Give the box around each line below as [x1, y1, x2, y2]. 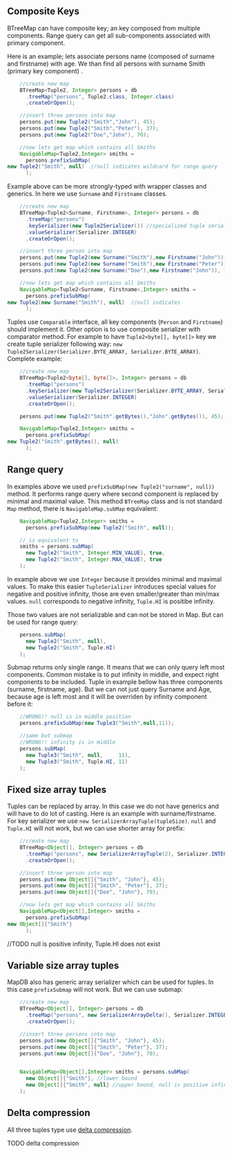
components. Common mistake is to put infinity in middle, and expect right [7, 670, 219, 679]
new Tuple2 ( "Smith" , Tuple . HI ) [25, 644, 116, 651]
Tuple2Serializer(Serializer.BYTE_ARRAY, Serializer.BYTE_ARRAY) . [7, 347, 201, 356]
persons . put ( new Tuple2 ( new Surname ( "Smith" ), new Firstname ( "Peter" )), [19, 261, 230, 268]
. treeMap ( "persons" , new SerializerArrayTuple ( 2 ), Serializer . [25, 850, 212, 857]
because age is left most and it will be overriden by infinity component [7, 692, 207, 701]
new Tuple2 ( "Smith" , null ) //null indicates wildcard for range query [7, 163, 217, 171]
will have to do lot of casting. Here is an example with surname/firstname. [7, 810, 216, 818]
